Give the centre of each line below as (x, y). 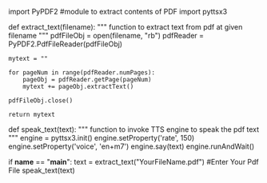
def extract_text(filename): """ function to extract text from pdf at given (126, 27)
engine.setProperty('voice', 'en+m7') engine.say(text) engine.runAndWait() (132, 146)
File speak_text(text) (42, 170)
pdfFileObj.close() (41, 101)
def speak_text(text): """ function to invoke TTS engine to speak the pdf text (134, 129)
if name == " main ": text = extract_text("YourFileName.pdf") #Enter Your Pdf (133, 162)
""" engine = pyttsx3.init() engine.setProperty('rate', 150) (102, 138)
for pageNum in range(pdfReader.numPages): (82, 73)
